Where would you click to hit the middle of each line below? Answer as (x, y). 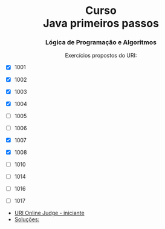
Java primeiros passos (101, 23)
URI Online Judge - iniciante (50, 213)
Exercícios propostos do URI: (101, 56)
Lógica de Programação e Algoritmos (101, 42)
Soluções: (27, 219)
